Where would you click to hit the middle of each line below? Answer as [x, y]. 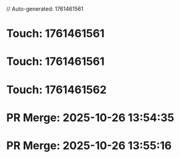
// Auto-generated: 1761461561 [45, 9]
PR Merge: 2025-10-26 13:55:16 [89, 145]
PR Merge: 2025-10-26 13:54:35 [90, 117]
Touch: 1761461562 [57, 90]
